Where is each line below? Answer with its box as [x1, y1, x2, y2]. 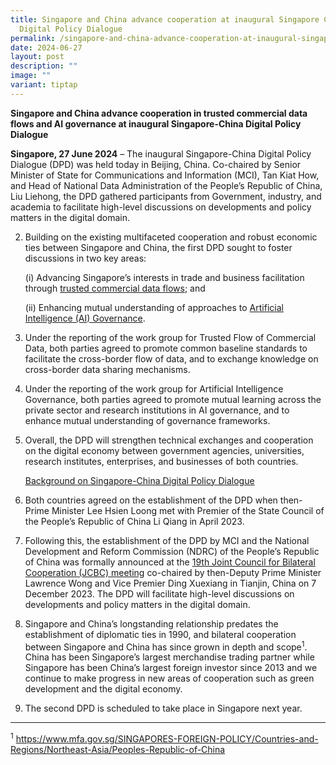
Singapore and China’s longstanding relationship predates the [24, 617, 279, 630]
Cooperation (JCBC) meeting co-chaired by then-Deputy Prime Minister [24, 566, 322, 578]
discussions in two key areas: [24, 252, 147, 264]
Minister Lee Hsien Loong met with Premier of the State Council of [51, 504, 325, 516]
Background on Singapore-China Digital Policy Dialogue [24, 474, 255, 486]
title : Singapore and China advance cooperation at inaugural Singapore [10, 14, 320, 25]
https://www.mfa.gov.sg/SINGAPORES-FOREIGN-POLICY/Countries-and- [15, 733, 319, 745]
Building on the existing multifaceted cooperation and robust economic [24, 231, 318, 243]
